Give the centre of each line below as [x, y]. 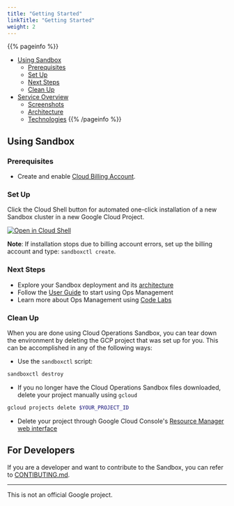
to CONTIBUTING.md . [39, 475]
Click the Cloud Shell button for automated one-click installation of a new [112, 209]
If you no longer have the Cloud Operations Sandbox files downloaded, [119, 387]
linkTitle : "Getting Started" [51, 20]
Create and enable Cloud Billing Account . [76, 177]
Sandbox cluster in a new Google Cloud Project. [76, 217]
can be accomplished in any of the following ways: [80, 348]
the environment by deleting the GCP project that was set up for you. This [113, 340]
